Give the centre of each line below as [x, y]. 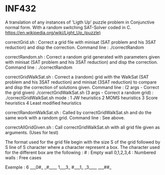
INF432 [21, 9]
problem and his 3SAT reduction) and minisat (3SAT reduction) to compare [81, 82]
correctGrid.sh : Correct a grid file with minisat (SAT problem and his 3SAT [81, 42]
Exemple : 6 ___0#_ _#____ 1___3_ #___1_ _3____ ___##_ [58, 167]
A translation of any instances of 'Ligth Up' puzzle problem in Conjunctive [80, 22]
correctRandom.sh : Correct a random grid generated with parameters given [82, 57]
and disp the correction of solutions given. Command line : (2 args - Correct [82, 87]
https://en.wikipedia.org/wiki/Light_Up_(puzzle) [53, 32]
